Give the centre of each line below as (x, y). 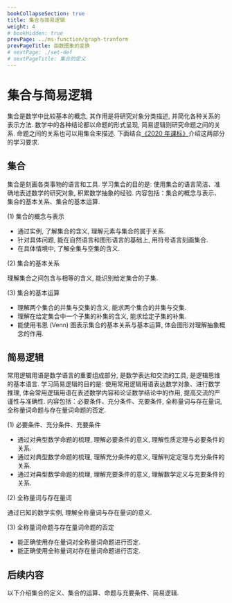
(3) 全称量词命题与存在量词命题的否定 (61, 527)
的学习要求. (24, 142)
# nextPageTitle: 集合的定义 (47, 59)
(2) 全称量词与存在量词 (39, 498)
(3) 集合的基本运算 (34, 292)
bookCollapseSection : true (46, 14)
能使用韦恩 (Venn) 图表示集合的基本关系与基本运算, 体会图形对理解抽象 (118, 324)
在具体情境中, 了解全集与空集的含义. (68, 248)
